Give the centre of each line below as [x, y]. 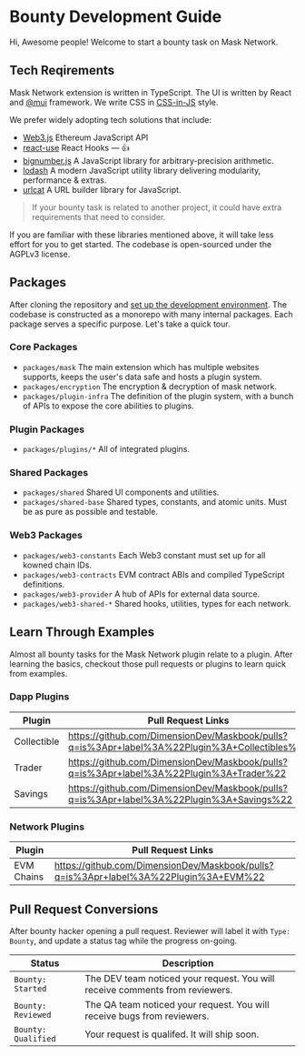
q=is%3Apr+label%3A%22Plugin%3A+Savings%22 [180, 800]
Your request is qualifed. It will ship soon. [172, 1034]
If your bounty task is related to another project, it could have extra [157, 207]
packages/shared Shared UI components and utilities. [121, 492]
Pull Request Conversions [84, 909]
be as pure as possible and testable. [90, 512]
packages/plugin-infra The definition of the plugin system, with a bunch [158, 396]
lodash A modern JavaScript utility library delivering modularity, [142, 170]
